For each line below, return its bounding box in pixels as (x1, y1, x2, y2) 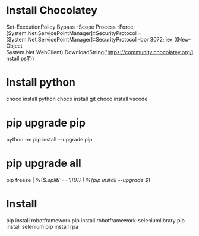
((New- (174, 36, 192, 43)
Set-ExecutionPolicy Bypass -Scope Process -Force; (6, 23, 135, 30)
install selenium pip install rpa (6, 223, 79, 230)
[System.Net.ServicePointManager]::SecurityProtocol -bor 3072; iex (6, 36, 173, 43)
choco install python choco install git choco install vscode (6, 95, 148, 102)
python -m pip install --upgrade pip (6, 136, 93, 143)
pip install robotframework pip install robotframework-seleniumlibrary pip (6, 216, 185, 224)
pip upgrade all (6, 157, 81, 170)
